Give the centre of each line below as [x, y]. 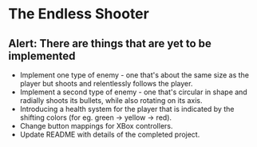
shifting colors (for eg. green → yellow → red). [96, 117]
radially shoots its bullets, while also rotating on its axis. [111, 100]
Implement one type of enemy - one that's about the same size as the [134, 75]
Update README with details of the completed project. [110, 134]
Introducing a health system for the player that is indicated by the [127, 109]
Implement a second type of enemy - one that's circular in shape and [133, 92]
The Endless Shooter [79, 14]
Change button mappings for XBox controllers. [96, 126]
